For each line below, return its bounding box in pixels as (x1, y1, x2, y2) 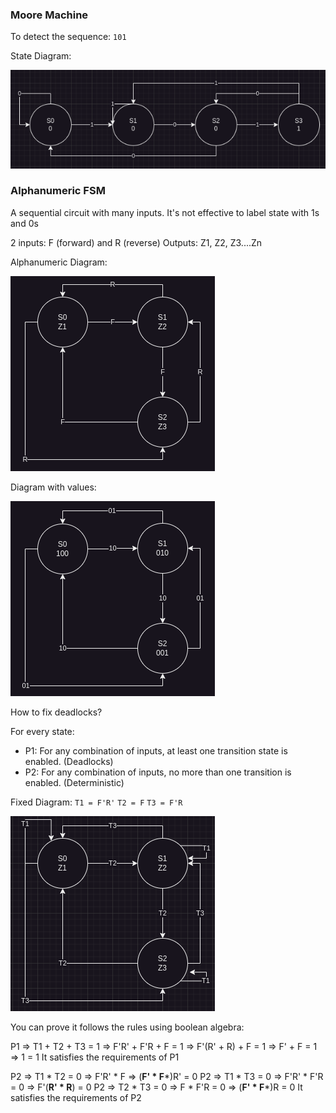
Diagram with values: (10, 481, 97, 493)
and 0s (10, 217, 39, 229)
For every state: (10, 725, 75, 737)
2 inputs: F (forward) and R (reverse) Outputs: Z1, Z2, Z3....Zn (10, 236, 263, 248)
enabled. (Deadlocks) (24, 755, 114, 767)
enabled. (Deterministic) (24, 776, 125, 788)
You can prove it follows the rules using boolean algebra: (10, 1021, 245, 1033)
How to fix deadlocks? (10, 706, 103, 718)
